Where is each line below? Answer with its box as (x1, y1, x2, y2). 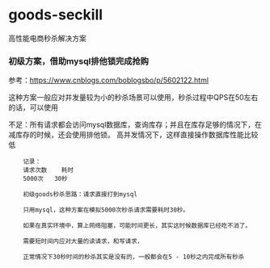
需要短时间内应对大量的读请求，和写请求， (23, 237, 144, 245)
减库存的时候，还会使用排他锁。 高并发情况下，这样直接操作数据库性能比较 (8, 130, 259, 140)
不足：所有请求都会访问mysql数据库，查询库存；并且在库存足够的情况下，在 (8, 119, 263, 130)
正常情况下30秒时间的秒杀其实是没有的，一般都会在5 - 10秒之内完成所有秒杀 (23, 253, 245, 262)
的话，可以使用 (8, 103, 58, 112)
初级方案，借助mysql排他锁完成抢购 (8, 55, 150, 66)
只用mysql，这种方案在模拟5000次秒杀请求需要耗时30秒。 (23, 206, 190, 215)
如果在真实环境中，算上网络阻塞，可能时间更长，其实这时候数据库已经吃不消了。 (23, 222, 252, 230)
